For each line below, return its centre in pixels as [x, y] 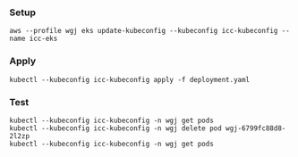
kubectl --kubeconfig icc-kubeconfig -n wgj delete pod [115, 128]
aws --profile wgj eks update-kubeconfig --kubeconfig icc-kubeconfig [144, 31]
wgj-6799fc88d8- [255, 128]
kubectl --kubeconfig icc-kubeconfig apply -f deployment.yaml [130, 79]
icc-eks [43, 39]
